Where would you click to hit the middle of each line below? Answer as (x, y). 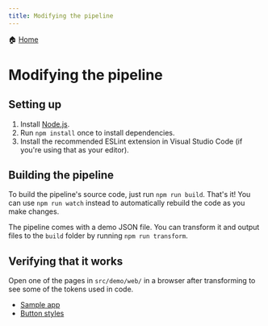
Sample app (40, 305)
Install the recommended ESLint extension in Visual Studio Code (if (131, 141)
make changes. (34, 211)
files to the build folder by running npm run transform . (98, 236)
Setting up (35, 104)
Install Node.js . (45, 124)
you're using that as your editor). (74, 149)
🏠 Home (23, 39)
